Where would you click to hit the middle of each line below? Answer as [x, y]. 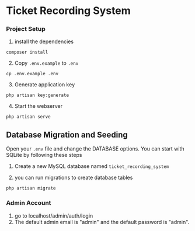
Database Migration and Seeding [67, 134]
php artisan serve [28, 117]
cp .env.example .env [32, 74]
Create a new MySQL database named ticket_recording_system [92, 166]
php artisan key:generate [37, 95]
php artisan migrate [31, 188]
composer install [27, 52]
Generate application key [44, 85]
